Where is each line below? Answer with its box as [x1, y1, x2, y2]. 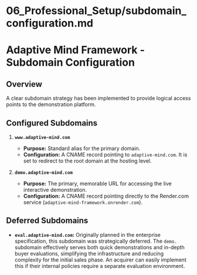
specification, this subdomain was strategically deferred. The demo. [14, 237, 178, 245]
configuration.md [6, 16, 94, 30]
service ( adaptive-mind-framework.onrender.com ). [23, 199, 142, 206]
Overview [6, 79, 43, 89]
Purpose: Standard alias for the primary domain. [23, 145, 141, 152]
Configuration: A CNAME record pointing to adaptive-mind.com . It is [23, 151, 188, 158]
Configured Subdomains [6, 118, 98, 128]
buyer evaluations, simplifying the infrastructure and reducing [14, 250, 164, 257]
